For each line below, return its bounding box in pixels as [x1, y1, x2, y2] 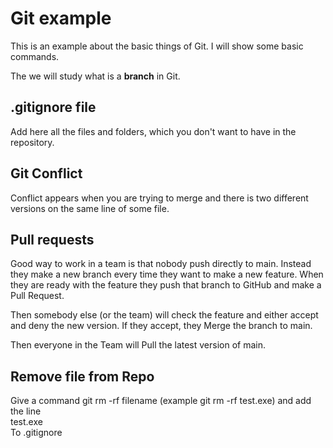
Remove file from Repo [10, 368, 155, 385]
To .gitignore [10, 427, 63, 439]
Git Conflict [10, 165, 83, 182]
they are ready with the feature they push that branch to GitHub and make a [10, 279, 322, 291]
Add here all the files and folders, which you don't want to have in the [10, 125, 297, 137]
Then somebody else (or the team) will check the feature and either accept [10, 309, 319, 321]
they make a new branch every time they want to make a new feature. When [10, 268, 324, 281]
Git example [10, 7, 112, 30]
